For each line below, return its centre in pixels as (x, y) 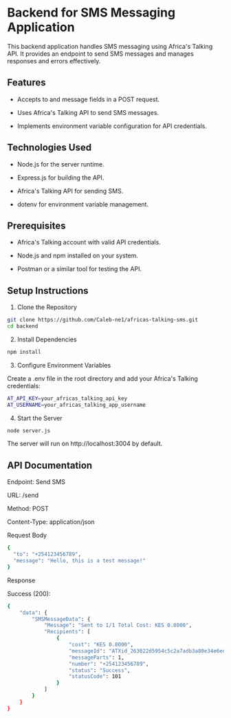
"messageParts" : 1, (97, 657)
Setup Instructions (48, 291)
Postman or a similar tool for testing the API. (79, 269)
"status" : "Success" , (99, 670)
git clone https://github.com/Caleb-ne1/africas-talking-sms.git (102, 320)
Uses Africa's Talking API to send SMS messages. (88, 112)
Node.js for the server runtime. (60, 164)
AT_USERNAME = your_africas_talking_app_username (77, 405)
